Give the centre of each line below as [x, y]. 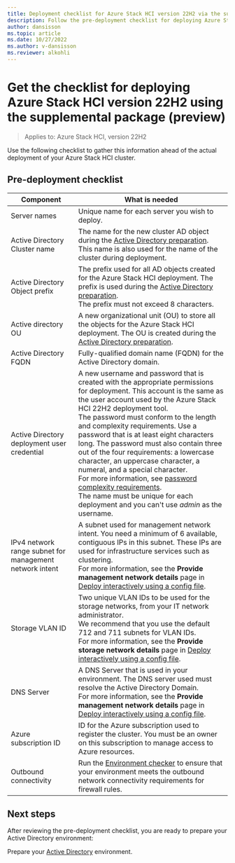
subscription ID [36, 743]
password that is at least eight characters [146, 434]
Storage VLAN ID [38, 628]
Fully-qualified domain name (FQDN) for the [151, 353]
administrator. [101, 615]
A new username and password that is [141, 373]
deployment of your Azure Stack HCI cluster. [72, 158]
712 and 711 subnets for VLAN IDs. [137, 633]
